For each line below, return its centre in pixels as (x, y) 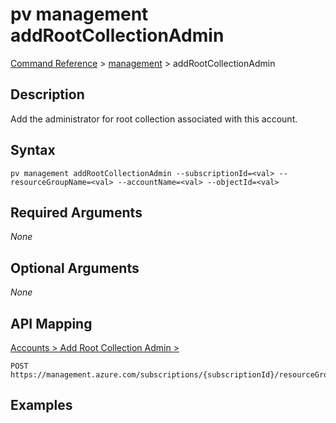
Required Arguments (76, 212)
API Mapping (51, 323)
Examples (41, 405)
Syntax (33, 150)
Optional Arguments (75, 268)
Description (47, 94)
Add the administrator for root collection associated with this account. (154, 119)
